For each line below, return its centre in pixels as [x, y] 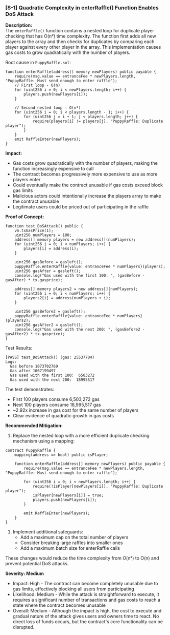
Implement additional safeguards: [48, 532]
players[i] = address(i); [51, 249]
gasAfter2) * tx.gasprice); [35, 334]
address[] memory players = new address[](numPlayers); [75, 240]
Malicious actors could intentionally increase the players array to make [87, 196]
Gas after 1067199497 [33, 371]
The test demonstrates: [30, 390]
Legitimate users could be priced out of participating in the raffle [81, 207]
